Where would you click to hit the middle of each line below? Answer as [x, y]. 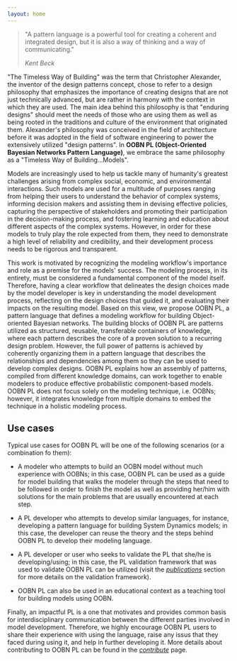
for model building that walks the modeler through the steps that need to [123, 482]
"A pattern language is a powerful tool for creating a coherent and [121, 34]
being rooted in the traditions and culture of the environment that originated [117, 122]
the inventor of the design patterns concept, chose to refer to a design [110, 84]
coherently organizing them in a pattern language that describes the [106, 353]
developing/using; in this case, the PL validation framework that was [117, 562]
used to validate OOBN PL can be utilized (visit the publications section [121, 569]
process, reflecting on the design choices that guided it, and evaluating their [118, 300]
